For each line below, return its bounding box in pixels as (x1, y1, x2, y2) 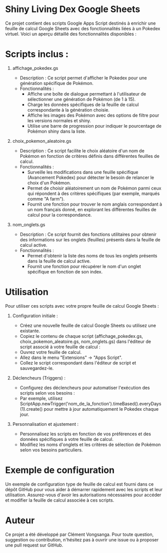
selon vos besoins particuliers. (19, 446, 83, 453)
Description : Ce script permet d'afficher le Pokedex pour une (19, 74, 147, 81)
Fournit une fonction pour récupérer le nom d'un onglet (27, 263, 141, 269)
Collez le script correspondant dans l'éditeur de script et (19, 359, 136, 365)
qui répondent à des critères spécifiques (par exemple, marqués (27, 190, 160, 197)
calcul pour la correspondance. (27, 212, 92, 218)
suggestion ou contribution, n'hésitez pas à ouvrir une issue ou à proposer (5, 536, 159, 542)
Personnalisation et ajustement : (12, 421, 79, 427)
